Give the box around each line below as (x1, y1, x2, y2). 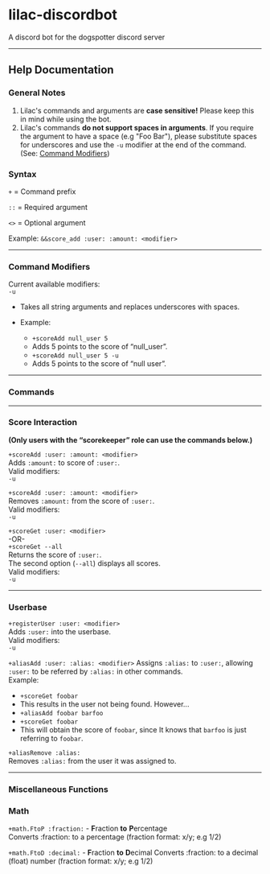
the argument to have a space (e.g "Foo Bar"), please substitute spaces (19, 131, 257, 141)
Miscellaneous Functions (8, 784, 108, 795)
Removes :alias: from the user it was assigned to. (8, 757, 177, 766)
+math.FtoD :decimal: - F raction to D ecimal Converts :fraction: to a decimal (8, 847, 259, 858)
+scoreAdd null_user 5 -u (31, 352, 119, 360)
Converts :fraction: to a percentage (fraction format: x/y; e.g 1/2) (8, 832, 222, 842)
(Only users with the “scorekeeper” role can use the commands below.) (8, 435, 253, 444)
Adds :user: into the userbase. (8, 627, 111, 637)
